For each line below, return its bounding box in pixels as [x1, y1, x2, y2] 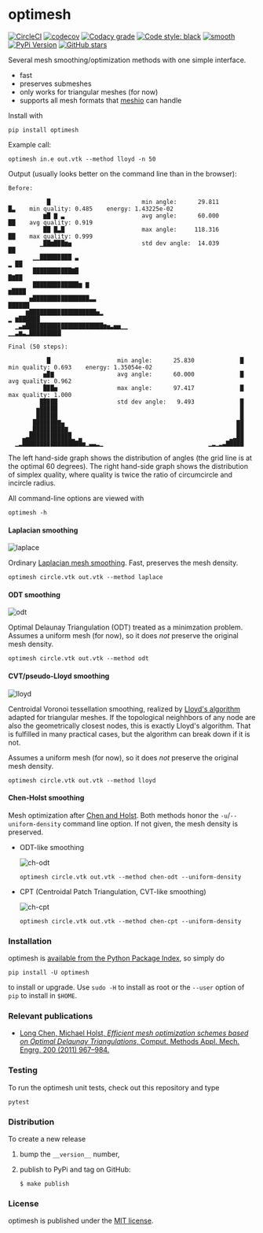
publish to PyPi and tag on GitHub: [19, 1164, 131, 1174]
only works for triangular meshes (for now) [19, 87, 159, 96]
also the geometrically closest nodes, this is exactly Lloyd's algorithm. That [8, 721, 251, 730]
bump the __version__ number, [19, 1149, 120, 1159]
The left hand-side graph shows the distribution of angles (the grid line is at [8, 453, 253, 462]
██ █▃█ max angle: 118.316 [42, 225, 220, 233]
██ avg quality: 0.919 [8, 218, 93, 226]
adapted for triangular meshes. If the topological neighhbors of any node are [8, 712, 256, 722]
